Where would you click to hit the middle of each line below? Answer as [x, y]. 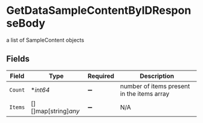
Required [101, 76]
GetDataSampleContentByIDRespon [99, 11]
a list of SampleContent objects [45, 40]
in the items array [145, 93]
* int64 [40, 90]
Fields [18, 59]
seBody [26, 23]
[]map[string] [50, 111]
